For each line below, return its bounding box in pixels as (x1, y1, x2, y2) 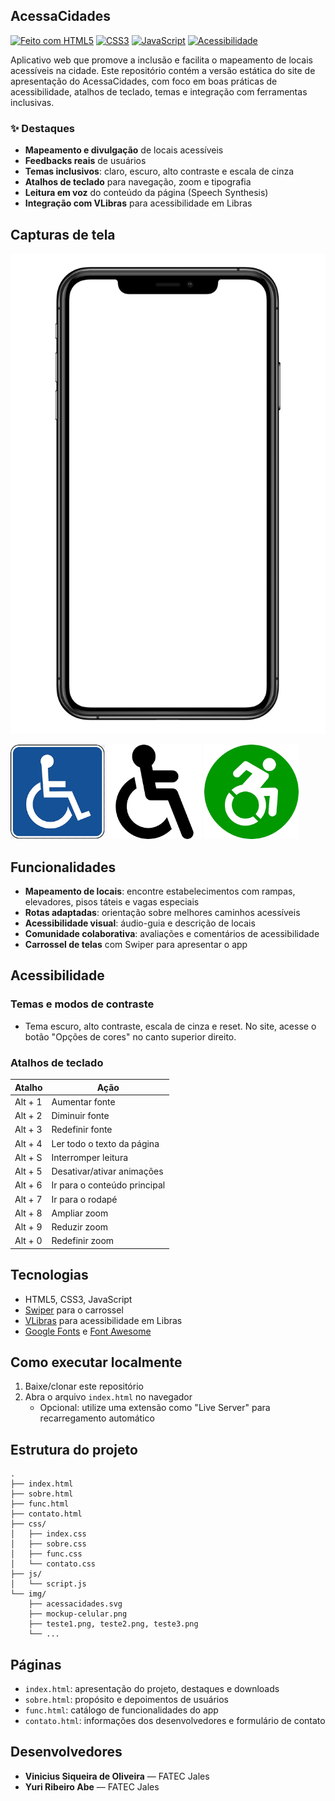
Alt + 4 (14, 1137, 43, 1149)
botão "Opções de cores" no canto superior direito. (24, 1030, 237, 1043)
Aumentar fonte (51, 1095, 116, 1108)
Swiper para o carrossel (24, 1304, 124, 1316)
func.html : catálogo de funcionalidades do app (24, 1704, 219, 1716)
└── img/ (10, 1589, 47, 1599)
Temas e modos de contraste (10, 997, 155, 1011)
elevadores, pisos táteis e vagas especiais (24, 896, 200, 908)
